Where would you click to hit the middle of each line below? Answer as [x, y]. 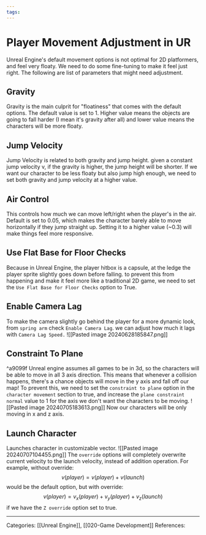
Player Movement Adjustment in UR [99, 42]
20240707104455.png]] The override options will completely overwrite [96, 455]
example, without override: [40, 468]
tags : [13, 12]
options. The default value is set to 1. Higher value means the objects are [98, 113]
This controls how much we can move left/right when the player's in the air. [101, 214]
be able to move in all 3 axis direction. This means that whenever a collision [102, 375]
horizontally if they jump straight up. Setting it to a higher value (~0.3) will [99, 227]
